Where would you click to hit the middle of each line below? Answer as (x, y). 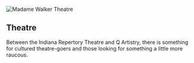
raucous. (17, 55)
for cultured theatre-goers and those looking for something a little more (95, 48)
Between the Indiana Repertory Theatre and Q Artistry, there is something (97, 42)
